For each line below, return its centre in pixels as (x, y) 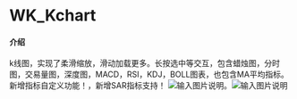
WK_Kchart (53, 16)
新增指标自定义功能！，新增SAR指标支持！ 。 (121, 86)
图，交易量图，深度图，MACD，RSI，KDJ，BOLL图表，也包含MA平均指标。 (149, 74)
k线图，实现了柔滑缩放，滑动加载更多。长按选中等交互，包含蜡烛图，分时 (144, 63)
